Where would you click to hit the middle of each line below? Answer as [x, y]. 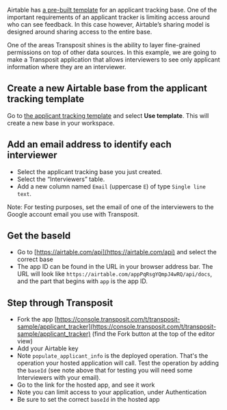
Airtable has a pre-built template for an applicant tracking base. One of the [112, 10]
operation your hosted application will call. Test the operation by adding [118, 363]
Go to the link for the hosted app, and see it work [86, 385]
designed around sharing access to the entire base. [80, 32]
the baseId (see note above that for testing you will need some [105, 370]
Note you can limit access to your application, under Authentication [112, 392]
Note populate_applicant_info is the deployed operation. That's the [112, 356]
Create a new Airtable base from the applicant [107, 88]
